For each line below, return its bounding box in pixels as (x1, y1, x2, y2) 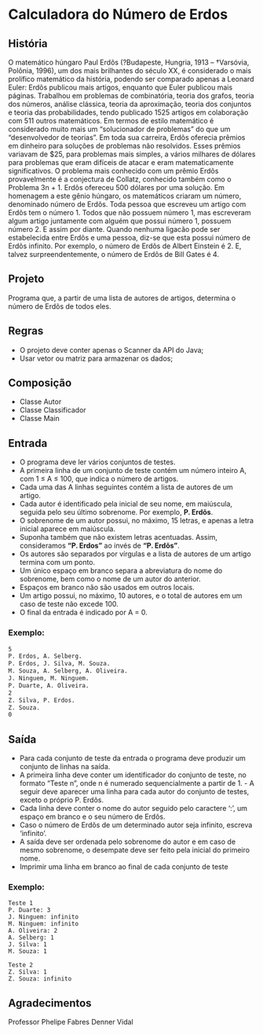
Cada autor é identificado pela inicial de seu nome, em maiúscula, (19, 499, 233, 508)
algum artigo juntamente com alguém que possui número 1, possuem (8, 216, 232, 225)
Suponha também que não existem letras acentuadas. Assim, (19, 533, 218, 542)
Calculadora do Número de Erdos (8, 5, 228, 24)
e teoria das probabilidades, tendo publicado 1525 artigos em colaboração (8, 108, 249, 117)
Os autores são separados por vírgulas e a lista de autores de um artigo (19, 549, 251, 559)
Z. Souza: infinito (8, 975, 72, 983)
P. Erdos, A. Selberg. (8, 652, 82, 661)
